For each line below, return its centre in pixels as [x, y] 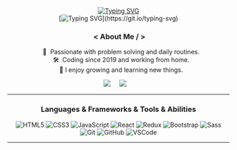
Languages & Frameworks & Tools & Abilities [119, 109]
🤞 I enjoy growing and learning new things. [121, 70]
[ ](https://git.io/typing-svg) [119, 18]
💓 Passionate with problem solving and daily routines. [121, 52]
